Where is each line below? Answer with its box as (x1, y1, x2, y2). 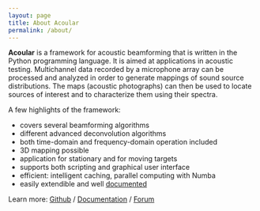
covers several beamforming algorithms (19, 120, 150, 130)
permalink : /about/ (8, 26, 73, 34)
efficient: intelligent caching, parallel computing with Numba (19, 171, 216, 180)
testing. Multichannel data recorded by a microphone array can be (8, 65, 224, 74)
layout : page (8, 11, 51, 20)
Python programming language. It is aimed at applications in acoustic (8, 56, 233, 66)
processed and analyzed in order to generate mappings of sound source (8, 73, 244, 83)
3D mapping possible (19, 145, 89, 155)
